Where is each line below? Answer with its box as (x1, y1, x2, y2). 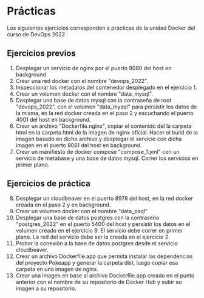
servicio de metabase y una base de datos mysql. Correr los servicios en (15, 154, 199, 162)
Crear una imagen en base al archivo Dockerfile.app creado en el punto (15, 271, 195, 279)
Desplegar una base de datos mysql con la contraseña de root (15, 96, 172, 104)
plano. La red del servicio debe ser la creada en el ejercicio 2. (15, 233, 170, 240)
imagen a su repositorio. (15, 285, 76, 292)
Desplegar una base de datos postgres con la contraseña (15, 214, 160, 221)
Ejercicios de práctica (7, 179, 90, 189)
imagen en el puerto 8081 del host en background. (15, 141, 142, 149)
